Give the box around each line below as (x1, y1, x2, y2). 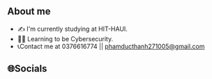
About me (7, 6, 51, 17)
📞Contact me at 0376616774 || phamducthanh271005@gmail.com (17, 42, 205, 50)
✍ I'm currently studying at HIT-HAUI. (17, 24, 128, 33)
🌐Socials (7, 63, 47, 75)
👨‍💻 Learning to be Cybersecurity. (17, 34, 114, 43)
